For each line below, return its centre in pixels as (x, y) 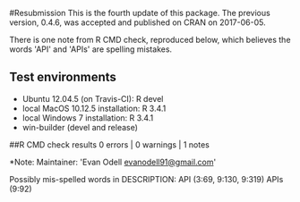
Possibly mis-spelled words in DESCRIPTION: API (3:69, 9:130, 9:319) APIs (146, 179)
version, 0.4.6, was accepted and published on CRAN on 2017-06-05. (137, 22)
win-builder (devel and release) (80, 127)
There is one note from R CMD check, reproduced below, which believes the (150, 40)
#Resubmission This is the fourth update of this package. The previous (140, 13)
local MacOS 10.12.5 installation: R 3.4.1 (94, 108)
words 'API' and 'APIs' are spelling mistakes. (91, 49)
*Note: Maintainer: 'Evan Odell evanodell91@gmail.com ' (113, 162)
